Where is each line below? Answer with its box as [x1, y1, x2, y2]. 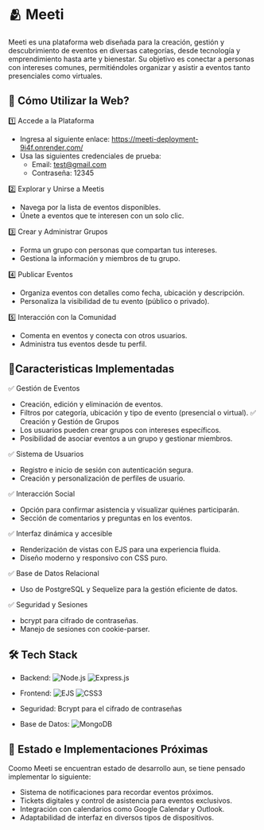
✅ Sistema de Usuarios [8, 449, 84, 458]
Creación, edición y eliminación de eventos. [19, 399, 163, 409]
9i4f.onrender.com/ [19, 142, 83, 152]
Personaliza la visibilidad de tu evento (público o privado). [19, 296, 210, 306]
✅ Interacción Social [8, 489, 76, 498]
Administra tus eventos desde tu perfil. [19, 339, 147, 349]
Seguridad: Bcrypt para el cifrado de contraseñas [19, 704, 183, 714]
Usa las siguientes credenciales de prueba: [19, 151, 161, 161]
